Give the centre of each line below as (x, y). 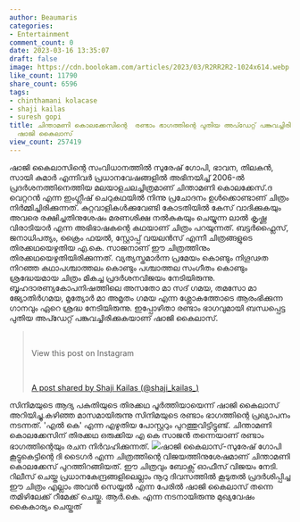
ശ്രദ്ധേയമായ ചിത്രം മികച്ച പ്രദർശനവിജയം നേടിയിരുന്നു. (112, 278)
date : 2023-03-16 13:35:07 (59, 51)
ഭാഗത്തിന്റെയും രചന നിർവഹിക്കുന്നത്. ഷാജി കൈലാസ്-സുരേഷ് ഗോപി (146, 446)
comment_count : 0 (42, 42)
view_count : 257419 (46, 142)
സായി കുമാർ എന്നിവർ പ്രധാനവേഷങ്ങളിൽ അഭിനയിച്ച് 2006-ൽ (127, 177)
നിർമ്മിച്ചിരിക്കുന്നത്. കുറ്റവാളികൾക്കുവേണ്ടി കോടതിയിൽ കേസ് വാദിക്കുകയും (145, 207)
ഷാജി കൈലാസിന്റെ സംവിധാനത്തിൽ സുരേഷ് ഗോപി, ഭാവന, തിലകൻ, (142, 167)
